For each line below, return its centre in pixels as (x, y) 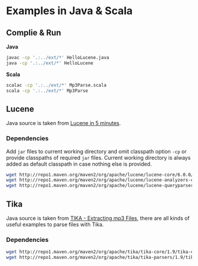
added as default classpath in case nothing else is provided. (79, 164)
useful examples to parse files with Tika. (55, 225)
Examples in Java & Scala (70, 11)
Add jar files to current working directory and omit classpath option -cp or (96, 151)
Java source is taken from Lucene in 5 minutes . (64, 123)
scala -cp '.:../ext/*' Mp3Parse (47, 91)
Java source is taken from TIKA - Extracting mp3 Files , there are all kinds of (98, 218)
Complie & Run (34, 33)
